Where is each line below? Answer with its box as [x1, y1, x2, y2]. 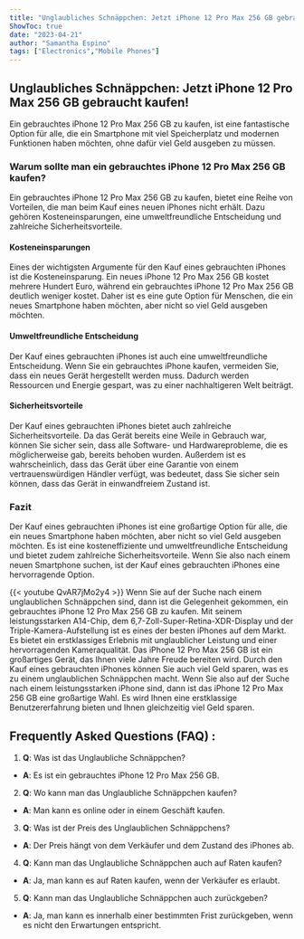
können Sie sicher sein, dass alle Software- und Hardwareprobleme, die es [9, 440, 289, 451]
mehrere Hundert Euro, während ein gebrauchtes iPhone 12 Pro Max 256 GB [9, 281, 294, 292]
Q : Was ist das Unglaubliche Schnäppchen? [22, 752, 185, 763]
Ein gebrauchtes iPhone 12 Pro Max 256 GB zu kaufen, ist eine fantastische [9, 119, 290, 129]
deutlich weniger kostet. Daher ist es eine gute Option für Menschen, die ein [9, 290, 294, 301]
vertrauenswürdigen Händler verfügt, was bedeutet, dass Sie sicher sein [9, 468, 280, 479]
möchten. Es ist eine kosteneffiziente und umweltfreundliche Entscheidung [9, 540, 288, 552]
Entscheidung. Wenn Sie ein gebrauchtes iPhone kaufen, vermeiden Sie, [9, 360, 279, 371]
